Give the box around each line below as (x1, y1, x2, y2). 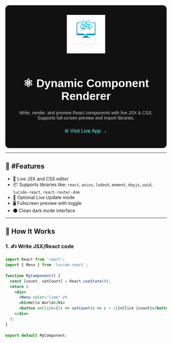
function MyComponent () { (5, 273, 60, 278)
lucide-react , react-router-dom (12, 188, 80, 195)
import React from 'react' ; (5, 257, 66, 262)
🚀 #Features (5, 162, 45, 171)
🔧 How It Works (5, 227, 55, 236)
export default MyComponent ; (5, 333, 68, 338)
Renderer (61, 89, 111, 103)
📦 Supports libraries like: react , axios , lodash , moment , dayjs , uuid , (12, 181, 153, 187)
